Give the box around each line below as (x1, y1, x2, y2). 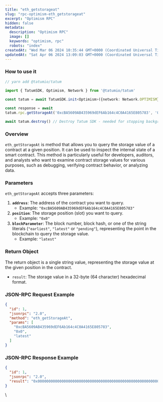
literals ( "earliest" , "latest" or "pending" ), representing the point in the (12, 226, 157, 232)
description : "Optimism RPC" (9, 30, 68, 34)
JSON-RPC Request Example (5, 291, 75, 298)
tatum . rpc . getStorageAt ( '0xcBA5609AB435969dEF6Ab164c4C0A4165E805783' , (5, 110, 153, 116)
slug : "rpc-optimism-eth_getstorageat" (5, 12, 86, 17)
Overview (5, 131, 29, 137)
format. (12, 279, 27, 285)
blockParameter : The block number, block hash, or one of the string (12, 220, 147, 226)
